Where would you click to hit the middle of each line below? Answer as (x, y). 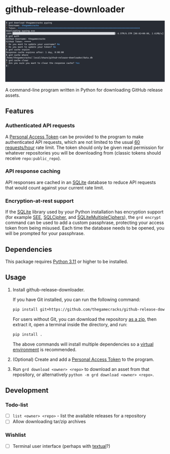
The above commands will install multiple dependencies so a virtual (83, 344)
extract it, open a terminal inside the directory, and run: (70, 324)
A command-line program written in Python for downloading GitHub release (84, 90)
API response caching (33, 171)
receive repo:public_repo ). (33, 158)
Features (19, 111)
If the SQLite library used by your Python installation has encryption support (84, 212)
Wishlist (16, 435)
